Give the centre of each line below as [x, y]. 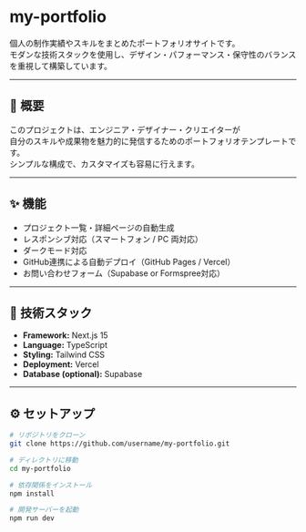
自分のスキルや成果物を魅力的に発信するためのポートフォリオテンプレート [149, 141]
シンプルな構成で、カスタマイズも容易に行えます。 [105, 164]
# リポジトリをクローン [47, 435]
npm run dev [32, 518]
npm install [32, 494]
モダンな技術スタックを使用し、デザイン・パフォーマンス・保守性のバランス [153, 54]
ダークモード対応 [55, 250]
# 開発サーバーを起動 [44, 510]
